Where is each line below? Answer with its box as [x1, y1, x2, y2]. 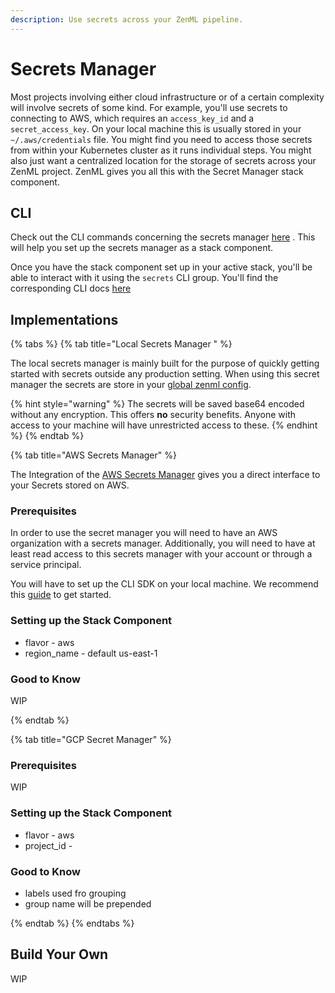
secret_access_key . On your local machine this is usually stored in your [10, 122, 302, 135]
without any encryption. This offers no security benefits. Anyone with [10, 409, 297, 421]
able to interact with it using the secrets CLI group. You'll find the [10, 272, 279, 284]
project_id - [24, 839, 73, 851]
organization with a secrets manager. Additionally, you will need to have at [10, 537, 316, 550]
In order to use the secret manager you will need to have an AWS [10, 527, 278, 539]
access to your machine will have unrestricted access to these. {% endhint [10, 419, 318, 431]
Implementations [10, 311, 119, 328]
